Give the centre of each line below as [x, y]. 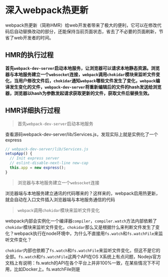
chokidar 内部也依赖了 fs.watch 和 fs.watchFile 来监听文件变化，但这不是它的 [83, 250]
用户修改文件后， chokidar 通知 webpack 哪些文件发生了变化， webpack [87, 80]
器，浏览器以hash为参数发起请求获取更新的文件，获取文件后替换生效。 [78, 93]
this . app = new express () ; [38, 168]
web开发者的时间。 [34, 38]
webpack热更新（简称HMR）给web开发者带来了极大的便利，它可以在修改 [81, 25]
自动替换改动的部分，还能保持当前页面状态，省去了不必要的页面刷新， [86, 31]
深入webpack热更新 [47, 10]
